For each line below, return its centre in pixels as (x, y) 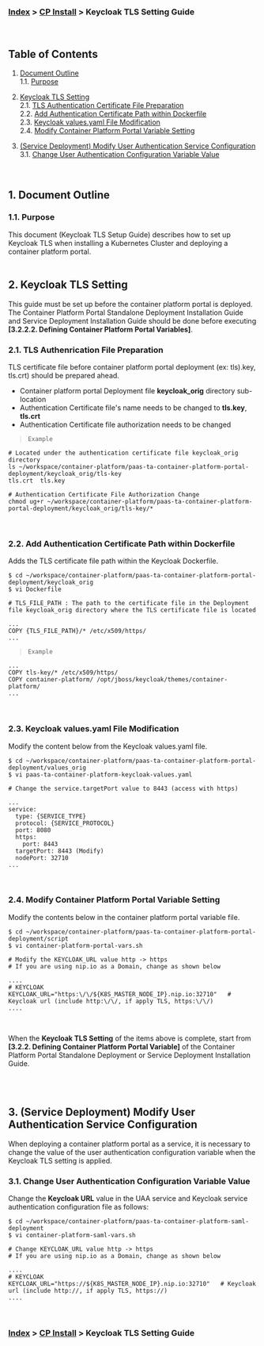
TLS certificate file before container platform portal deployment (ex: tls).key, (132, 366)
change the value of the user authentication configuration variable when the (132, 1152)
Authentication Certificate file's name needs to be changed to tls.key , (133, 408)
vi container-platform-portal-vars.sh (79, 945)
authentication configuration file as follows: (78, 1206)
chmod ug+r (26, 501)
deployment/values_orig (47, 768)
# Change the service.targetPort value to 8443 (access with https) (123, 788)
